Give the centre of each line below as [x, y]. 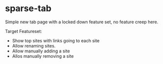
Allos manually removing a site [43, 56]
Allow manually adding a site [41, 51]
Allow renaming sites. [34, 46]
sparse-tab [28, 8]
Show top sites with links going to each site [56, 40]
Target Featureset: [24, 31]
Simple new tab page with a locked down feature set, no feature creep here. [82, 22]
